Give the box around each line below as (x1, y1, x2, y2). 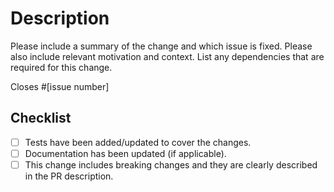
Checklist (10, 110, 72, 127)
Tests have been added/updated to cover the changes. (24, 136, 252, 148)
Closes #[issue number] (10, 80, 110, 92)
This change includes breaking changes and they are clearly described (24, 158, 318, 171)
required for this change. (10, 61, 113, 73)
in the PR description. (24, 170, 114, 182)
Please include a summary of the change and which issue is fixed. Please (10, 40, 313, 52)
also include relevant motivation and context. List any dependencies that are (10, 50, 325, 62)
